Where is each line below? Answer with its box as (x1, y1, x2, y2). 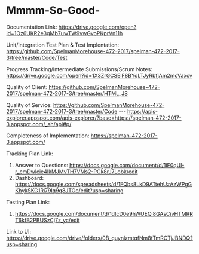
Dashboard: (14, 174, 44, 181)
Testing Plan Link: (6, 198, 50, 206)
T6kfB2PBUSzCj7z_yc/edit (14, 216, 80, 224)
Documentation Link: (6, 23, 57, 30)
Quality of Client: (6, 83, 48, 90)
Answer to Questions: (14, 161, 69, 169)
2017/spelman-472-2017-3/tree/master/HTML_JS (6, 90, 128, 97)
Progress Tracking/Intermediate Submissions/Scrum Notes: (6, 65, 152, 72)
